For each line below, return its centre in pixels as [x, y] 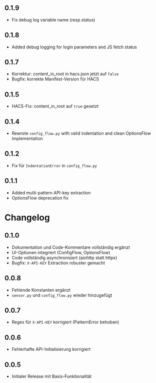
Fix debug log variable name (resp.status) [53, 20]
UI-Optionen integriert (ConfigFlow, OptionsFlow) [61, 252]
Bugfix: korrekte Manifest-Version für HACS [55, 79]
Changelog [27, 217]
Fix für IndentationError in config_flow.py [54, 165]
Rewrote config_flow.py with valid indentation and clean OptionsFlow [81, 133]
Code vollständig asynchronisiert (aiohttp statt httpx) [64, 258]
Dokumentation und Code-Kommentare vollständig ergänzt [71, 247]
